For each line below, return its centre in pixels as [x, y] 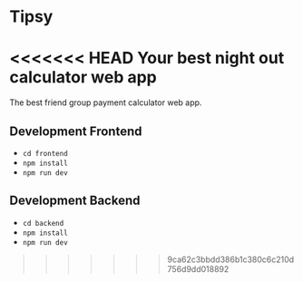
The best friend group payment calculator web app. [106, 102]
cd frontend [45, 153]
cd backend [43, 223]
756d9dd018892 [198, 268]
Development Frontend [76, 131]
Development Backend [75, 201]
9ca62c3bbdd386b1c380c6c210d [231, 259]
